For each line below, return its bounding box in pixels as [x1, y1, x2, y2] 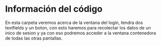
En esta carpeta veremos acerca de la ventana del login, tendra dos [5, 20, 143, 25]
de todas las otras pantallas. [5, 35, 63, 41]
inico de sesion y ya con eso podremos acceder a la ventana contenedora [5, 30, 156, 36]
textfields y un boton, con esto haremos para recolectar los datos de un [5, 24, 151, 30]
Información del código [5, 3, 103, 15]
